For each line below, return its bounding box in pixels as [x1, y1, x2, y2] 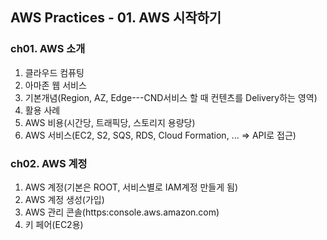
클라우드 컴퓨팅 [24, 66, 85, 78]
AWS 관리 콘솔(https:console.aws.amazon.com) [24, 206, 220, 218]
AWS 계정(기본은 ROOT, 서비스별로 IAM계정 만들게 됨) [24, 181, 239, 193]
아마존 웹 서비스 [24, 79, 87, 91]
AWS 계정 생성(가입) [24, 193, 105, 205]
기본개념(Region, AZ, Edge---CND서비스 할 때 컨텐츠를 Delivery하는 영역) [24, 91, 318, 103]
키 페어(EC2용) [24, 218, 84, 230]
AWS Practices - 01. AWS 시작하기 [10, 9, 222, 27]
